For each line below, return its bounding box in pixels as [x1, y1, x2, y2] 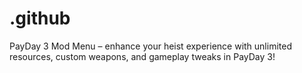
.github [9, 7, 71, 30]
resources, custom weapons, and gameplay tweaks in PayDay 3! [9, 50, 276, 62]
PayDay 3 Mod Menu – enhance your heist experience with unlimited [9, 40, 292, 52]
